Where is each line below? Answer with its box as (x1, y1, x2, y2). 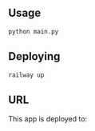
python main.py (8, 27, 59, 35)
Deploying (8, 50, 61, 63)
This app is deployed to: (8, 114, 88, 124)
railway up (8, 71, 45, 79)
